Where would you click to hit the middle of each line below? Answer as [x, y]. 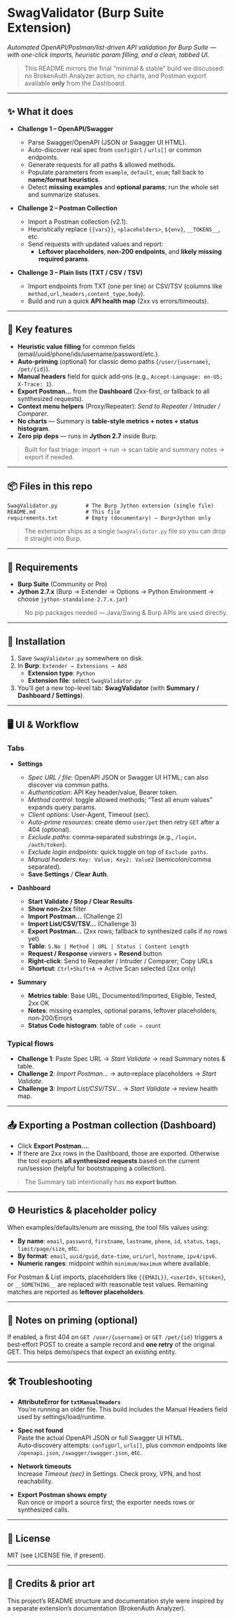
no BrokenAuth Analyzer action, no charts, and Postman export [115, 76]
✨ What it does [40, 112]
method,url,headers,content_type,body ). [86, 293]
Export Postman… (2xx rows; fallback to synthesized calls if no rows [127, 931]
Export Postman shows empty [62, 1495]
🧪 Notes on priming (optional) [73, 1320]
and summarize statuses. [64, 194]
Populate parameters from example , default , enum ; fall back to [116, 172]
